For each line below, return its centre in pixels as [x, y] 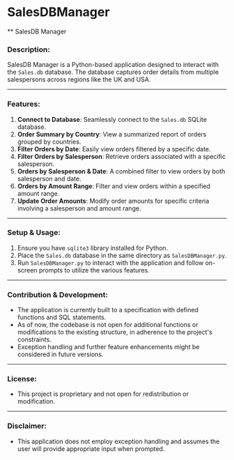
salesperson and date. [49, 178]
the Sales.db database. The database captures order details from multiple [113, 72]
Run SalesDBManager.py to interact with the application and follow [110, 263]
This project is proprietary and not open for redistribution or [103, 394]
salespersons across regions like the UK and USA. [79, 79]
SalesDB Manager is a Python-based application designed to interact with [113, 65]
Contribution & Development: [57, 295]
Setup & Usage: [34, 233]
